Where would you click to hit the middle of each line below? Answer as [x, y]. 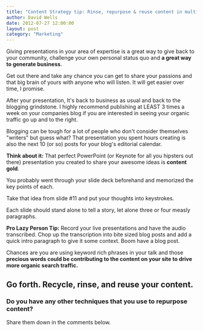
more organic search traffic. [42, 265]
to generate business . [34, 65]
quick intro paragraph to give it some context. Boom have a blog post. [93, 241]
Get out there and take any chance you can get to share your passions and [99, 76]
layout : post [23, 29]
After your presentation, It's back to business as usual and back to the [94, 101]
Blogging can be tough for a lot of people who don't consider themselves [97, 131]
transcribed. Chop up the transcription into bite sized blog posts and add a [99, 235]
